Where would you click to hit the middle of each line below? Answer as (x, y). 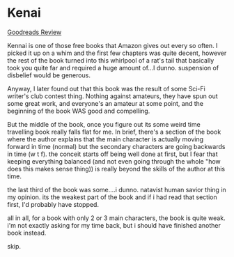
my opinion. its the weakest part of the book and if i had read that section (112, 197)
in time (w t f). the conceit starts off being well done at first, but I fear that (112, 154)
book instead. (27, 233)
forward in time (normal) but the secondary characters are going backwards (116, 146)
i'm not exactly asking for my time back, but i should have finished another (114, 225)
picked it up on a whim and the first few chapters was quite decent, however (117, 53)
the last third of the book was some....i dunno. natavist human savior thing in (117, 189)
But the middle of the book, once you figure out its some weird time (104, 124)
